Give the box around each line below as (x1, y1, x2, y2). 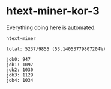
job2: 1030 (6, 67, 34, 73)
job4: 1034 (6, 77, 34, 83)
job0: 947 (6, 56, 31, 62)
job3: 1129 (6, 72, 34, 78)
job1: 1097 (6, 62, 34, 67)
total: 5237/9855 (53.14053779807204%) (6, 46, 106, 52)
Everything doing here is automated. (6, 24, 96, 31)
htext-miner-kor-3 (6, 4, 100, 18)
